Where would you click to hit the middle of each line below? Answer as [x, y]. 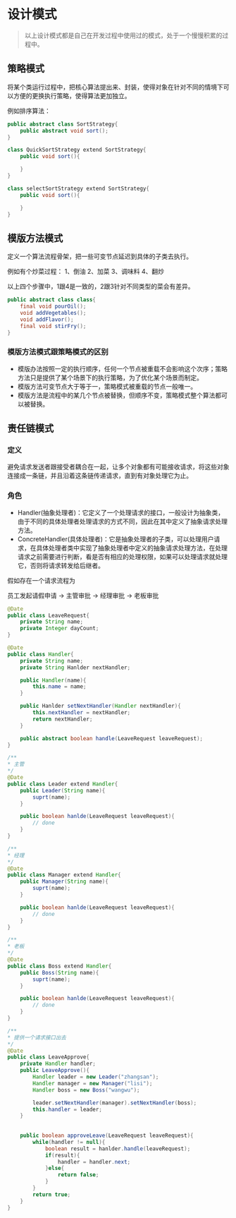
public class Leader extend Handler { [63, 784]
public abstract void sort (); [64, 131]
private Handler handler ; [58, 1064]
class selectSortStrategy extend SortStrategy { [79, 188]
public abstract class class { [52, 300]
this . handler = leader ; [67, 1109]
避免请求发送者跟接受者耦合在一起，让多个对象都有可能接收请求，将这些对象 [118, 467]
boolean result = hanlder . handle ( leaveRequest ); [118, 1148]
